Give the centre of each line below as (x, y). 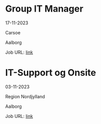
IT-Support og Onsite (51, 73)
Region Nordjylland (25, 96)
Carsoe (13, 32)
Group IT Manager (44, 9)
